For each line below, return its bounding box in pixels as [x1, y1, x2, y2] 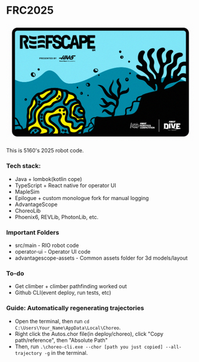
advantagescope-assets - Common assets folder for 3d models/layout [14, 254, 188, 262]
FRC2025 [6, 4, 54, 17]
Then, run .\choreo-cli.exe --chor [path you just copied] [14, 343, 163, 350]
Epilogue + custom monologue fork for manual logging [14, 194, 149, 201]
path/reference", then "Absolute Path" [14, 336, 108, 344]
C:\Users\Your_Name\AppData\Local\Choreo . [14, 324, 121, 331]
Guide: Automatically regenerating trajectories [6, 304, 144, 313]
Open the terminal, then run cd [14, 317, 89, 324]
